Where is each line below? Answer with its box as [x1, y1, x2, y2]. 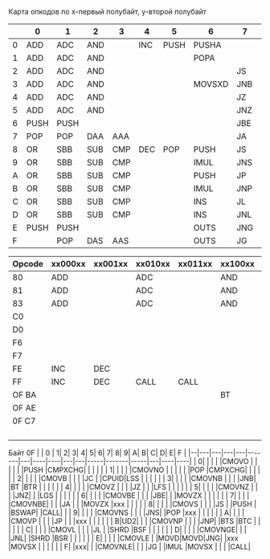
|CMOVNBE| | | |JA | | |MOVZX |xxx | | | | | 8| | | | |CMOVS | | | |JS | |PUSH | [8, 500, 257, 508]
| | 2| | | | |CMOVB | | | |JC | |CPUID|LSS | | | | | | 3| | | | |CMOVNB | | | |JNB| [8, 474, 256, 483]
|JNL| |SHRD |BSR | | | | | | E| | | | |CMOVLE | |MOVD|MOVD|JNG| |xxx [8, 533, 239, 543]
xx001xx [93, 259, 129, 269]
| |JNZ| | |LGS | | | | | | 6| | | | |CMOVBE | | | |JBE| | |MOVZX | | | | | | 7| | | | [8, 491, 250, 500]
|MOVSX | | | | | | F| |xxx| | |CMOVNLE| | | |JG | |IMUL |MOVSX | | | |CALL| [8, 542, 251, 551]
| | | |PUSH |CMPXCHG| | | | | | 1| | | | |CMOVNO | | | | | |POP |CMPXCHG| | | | [8, 465, 261, 475]
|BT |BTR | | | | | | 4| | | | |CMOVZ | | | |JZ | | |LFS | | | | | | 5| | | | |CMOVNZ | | [8, 482, 259, 492]
